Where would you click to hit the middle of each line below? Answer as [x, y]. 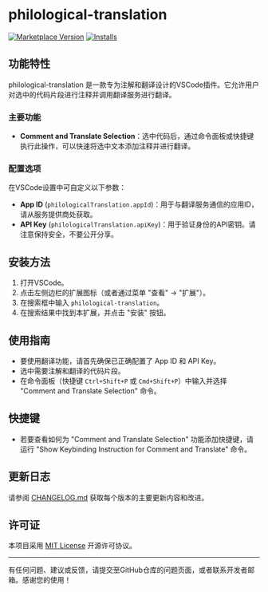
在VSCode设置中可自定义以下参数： [67, 187]
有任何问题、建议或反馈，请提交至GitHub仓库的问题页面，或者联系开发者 [128, 570]
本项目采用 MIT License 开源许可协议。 [73, 546]
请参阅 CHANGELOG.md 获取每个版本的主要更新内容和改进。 [108, 497]
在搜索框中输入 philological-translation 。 [92, 303]
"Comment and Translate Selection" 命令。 [90, 391]
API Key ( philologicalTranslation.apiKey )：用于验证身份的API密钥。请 [138, 224]
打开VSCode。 [44, 283]
